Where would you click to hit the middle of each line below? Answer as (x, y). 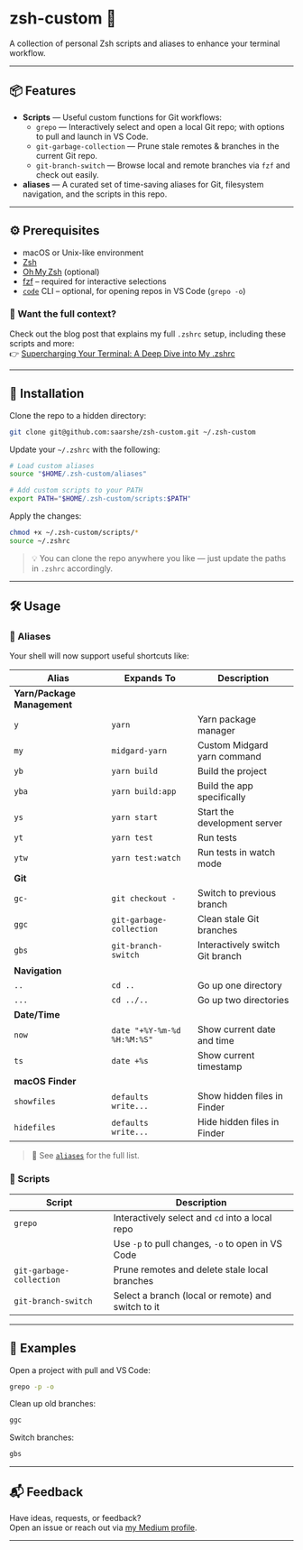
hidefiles (35, 1128)
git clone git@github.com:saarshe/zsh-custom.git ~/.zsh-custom (133, 432)
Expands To (150, 678)
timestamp (220, 1066)
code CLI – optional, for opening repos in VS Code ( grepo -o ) (134, 291)
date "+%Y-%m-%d (146, 1031)
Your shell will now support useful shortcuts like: (99, 656)
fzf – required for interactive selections (94, 281)
